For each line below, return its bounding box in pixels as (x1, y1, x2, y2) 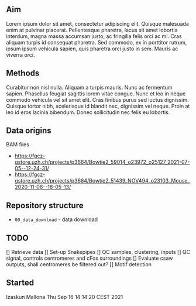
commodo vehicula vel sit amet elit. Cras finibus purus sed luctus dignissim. (6, 96, 189, 103)
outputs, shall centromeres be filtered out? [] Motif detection (6, 261, 152, 268)
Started (6, 278, 34, 288)
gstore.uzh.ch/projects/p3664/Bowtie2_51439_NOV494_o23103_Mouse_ (14, 177, 190, 184)
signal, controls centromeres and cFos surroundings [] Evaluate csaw (6, 255, 174, 262)
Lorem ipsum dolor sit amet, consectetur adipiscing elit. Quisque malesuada (6, 20, 189, 27)
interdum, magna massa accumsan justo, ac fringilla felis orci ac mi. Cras (6, 32, 183, 40)
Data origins (6, 126, 51, 136)
